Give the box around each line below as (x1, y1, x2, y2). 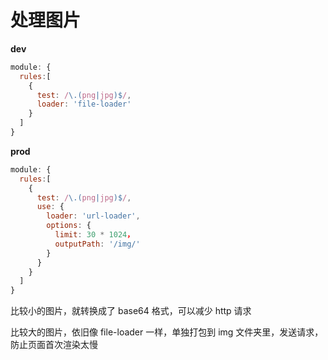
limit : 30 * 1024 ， (54, 230, 135, 240)
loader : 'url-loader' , (46, 211, 141, 221)
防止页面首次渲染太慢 (10, 339, 98, 351)
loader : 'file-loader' (36, 99, 132, 110)
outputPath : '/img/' (54, 239, 141, 249)
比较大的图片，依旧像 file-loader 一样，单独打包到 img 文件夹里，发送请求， (10, 326, 324, 338)
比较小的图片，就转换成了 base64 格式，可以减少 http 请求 (10, 305, 252, 317)
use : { (36, 202, 65, 212)
